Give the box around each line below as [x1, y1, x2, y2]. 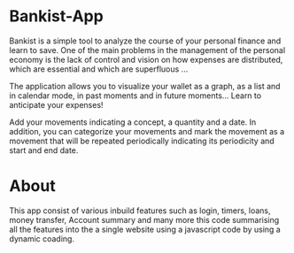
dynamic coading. [9, 233, 75, 244]
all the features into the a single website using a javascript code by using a [9, 224, 281, 234]
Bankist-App [9, 6, 104, 27]
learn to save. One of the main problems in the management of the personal [9, 44, 286, 55]
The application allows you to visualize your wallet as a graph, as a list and [9, 80, 281, 91]
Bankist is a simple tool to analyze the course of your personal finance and [9, 35, 282, 46]
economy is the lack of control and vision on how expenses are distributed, [9, 54, 283, 65]
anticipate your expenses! [9, 99, 104, 110]
